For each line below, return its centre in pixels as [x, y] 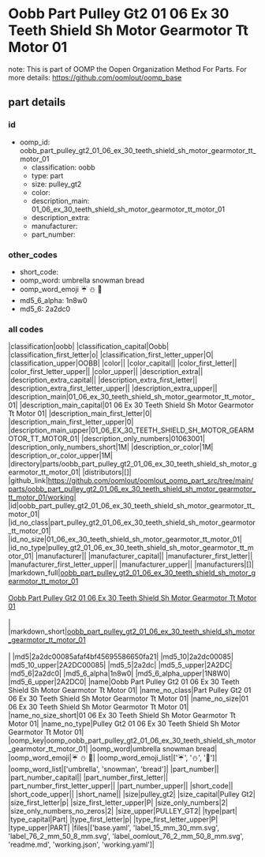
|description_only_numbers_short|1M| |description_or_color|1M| [111, 447]
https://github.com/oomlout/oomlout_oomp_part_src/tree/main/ [151, 481]
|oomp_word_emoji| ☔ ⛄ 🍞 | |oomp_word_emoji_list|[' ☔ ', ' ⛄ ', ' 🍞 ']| [113, 758]
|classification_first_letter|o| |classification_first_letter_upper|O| [111, 355]
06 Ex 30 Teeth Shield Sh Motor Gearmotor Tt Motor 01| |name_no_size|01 [128, 698]
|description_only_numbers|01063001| [143, 439]
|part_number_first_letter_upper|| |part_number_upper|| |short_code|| [121, 786]
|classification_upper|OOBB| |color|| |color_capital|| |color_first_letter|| [123, 363]
